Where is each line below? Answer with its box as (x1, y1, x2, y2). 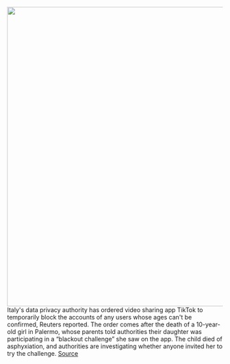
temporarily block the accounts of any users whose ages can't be (7, 313, 192, 321)
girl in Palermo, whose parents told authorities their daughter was (17, 328, 202, 335)
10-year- (196, 320, 220, 328)
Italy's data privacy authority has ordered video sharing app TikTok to (7, 306, 203, 314)
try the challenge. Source (7, 350, 79, 357)
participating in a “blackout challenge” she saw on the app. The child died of (7, 335, 222, 343)
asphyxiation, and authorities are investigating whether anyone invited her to (7, 342, 223, 350)
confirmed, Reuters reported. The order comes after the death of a (7, 320, 195, 328)
